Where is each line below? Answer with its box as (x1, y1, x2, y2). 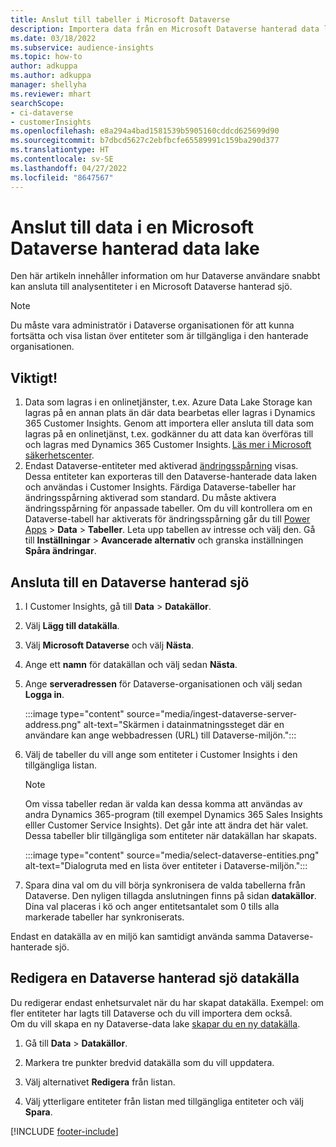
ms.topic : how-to (10, 52, 83, 62)
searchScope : (10, 98, 65, 108)
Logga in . (24, 689, 65, 701)
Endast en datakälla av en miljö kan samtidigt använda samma (10, 931, 266, 943)
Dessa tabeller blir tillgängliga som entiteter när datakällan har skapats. (24, 830, 318, 842)
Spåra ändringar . (24, 545, 97, 557)
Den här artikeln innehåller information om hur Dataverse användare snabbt (10, 270, 321, 282)
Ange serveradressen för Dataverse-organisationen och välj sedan (24, 678, 303, 690)
